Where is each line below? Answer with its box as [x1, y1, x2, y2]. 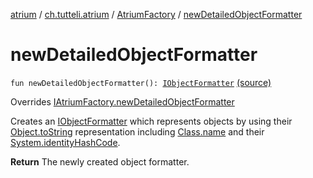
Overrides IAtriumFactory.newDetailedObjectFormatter [10, 95, 235, 108]
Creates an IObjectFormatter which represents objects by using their [10, 115, 293, 127]
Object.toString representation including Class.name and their [10, 125, 265, 138]
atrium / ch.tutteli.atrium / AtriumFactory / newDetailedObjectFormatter [10, 9, 303, 20]
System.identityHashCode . [10, 136, 121, 148]
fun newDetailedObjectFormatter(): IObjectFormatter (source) [10, 76, 272, 88]
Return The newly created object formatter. [10, 155, 190, 168]
